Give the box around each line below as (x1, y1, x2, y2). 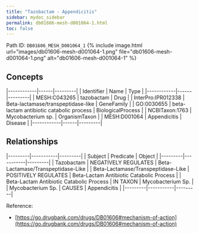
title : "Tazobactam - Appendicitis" (6, 8, 97, 15)
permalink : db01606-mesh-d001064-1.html (6, 20, 108, 26)
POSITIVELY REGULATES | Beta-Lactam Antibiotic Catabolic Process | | (6, 171, 182, 179)
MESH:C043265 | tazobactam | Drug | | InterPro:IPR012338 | (35, 94, 185, 102)
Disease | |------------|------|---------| (6, 119, 102, 127)
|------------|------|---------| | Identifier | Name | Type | (6, 88, 144, 95)
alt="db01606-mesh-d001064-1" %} (47, 54, 137, 62)
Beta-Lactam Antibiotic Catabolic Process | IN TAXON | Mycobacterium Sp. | (6, 177, 194, 185)
